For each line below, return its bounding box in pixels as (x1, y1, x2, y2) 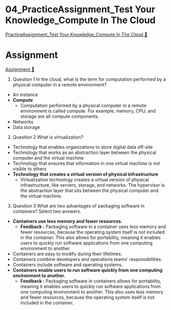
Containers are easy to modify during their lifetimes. (12, 251, 123, 257)
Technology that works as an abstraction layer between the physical (12, 149, 157, 156)
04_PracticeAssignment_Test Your (5, 4, 156, 15)
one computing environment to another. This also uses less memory (20, 289, 163, 295)
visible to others (12, 165, 47, 172)
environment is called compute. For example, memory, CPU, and (20, 107, 156, 114)
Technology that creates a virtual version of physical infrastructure (12, 171, 159, 177)
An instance (12, 91, 38, 98)
